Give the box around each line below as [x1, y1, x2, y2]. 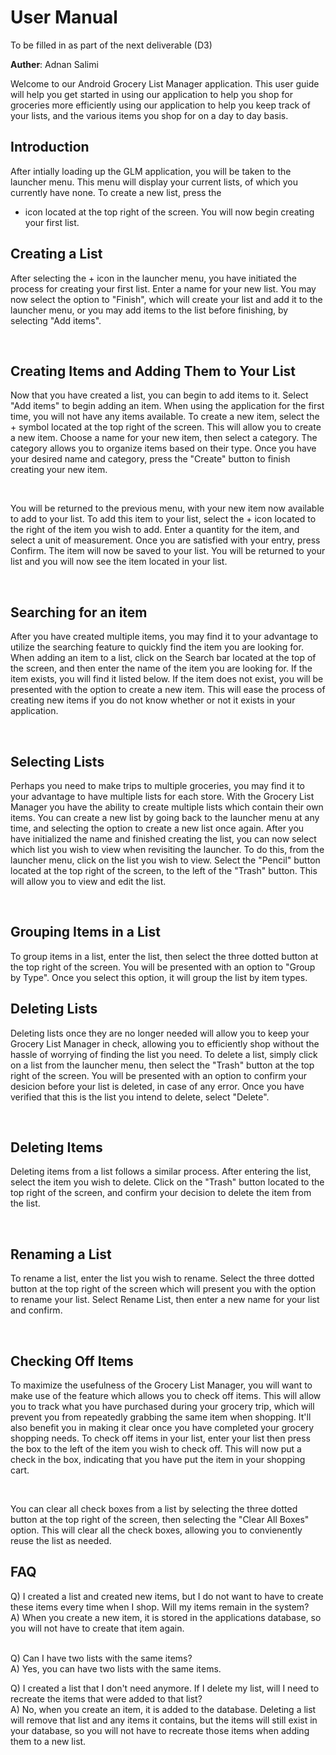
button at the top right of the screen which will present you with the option [10, 1283, 317, 1295]
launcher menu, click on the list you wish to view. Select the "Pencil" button [10, 854, 321, 866]
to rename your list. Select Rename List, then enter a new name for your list [10, 1294, 320, 1306]
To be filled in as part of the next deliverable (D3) [10, 39, 213, 51]
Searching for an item [10, 604, 148, 621]
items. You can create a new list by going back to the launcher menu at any [10, 812, 320, 823]
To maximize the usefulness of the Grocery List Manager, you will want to [10, 1379, 313, 1391]
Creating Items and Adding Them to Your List [10, 362, 297, 380]
